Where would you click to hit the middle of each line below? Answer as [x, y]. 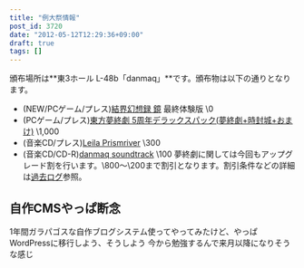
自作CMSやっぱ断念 [65, 208]
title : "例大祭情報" [44, 18]
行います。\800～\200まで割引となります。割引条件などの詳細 [179, 166]
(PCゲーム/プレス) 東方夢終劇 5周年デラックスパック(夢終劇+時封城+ [150, 120]
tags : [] [26, 52]
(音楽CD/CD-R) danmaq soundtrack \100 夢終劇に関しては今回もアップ [154, 154]
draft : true [32, 43]
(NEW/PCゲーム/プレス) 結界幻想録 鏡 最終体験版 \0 [118, 109]
